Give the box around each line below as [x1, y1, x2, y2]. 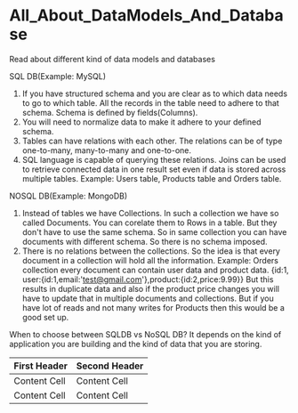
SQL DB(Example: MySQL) [9, 70, 107, 81]
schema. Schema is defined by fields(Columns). [21, 107, 198, 117]
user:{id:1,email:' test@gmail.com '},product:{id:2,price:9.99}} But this [21, 273, 274, 285]
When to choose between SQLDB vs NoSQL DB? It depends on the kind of [9, 328, 282, 339]
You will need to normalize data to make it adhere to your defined [21, 117, 262, 127]
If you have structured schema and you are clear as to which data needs [21, 88, 287, 99]
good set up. [21, 312, 69, 322]
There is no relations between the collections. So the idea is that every [21, 246, 280, 256]
